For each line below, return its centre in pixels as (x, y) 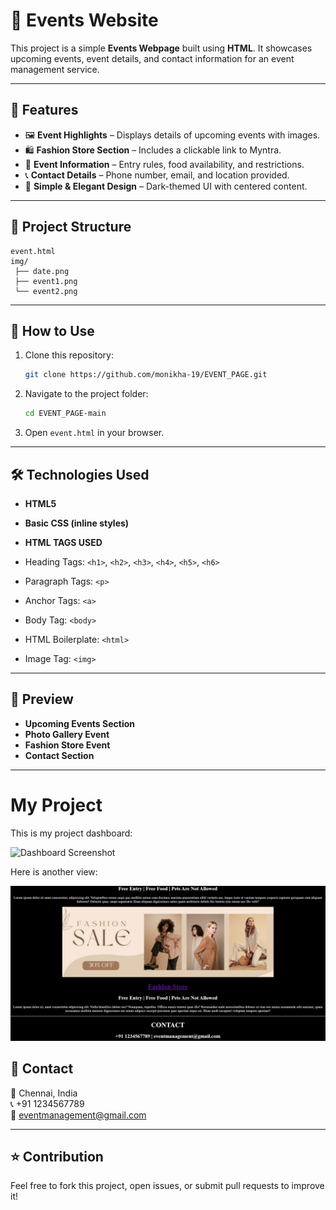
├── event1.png (46, 281)
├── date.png (42, 271)
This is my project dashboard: (71, 833)
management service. (55, 69)
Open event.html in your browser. (94, 433)
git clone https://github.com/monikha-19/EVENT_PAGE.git (146, 375)
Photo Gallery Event (67, 734)
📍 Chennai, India (44, 1093)
